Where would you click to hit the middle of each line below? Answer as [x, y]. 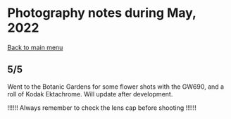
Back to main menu [35, 47]
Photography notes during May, [102, 13]
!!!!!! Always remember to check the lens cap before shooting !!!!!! [102, 108]
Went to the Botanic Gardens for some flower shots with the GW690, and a [115, 87]
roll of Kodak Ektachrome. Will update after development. [90, 94]
